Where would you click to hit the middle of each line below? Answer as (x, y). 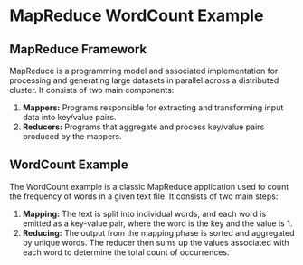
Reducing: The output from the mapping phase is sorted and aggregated (158, 232)
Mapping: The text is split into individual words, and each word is (144, 213)
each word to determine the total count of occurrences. (126, 252)
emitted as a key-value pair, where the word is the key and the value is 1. (157, 223)
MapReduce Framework (78, 49)
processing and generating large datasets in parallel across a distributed (144, 80)
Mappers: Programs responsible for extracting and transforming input (153, 108)
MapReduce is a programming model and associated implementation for (144, 71)
